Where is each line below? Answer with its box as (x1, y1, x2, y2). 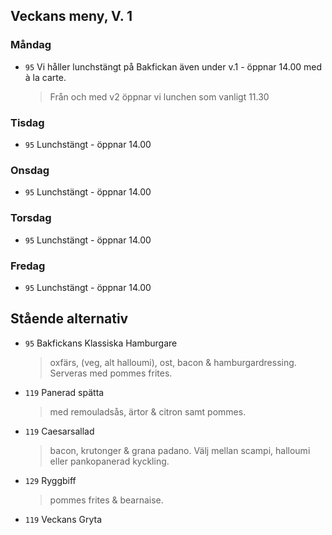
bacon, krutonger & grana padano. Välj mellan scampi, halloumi (49, 444, 311, 456)
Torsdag (10, 211, 52, 225)
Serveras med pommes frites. (49, 367, 173, 379)
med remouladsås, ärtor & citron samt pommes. (49, 405, 247, 418)
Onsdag (10, 163, 50, 177)
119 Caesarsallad (24, 425, 95, 437)
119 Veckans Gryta (24, 513, 102, 525)
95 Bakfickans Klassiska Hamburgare (24, 337, 178, 349)
